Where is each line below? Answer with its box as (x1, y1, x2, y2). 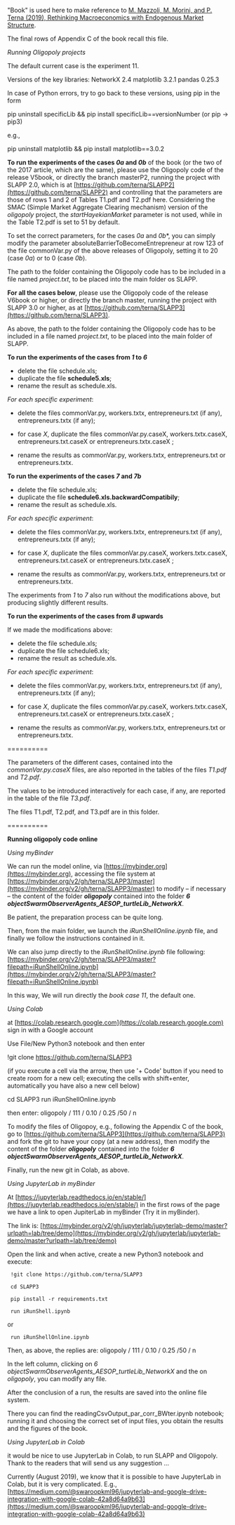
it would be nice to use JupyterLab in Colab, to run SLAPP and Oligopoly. (7, 1451, 218, 1460)
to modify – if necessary (156, 885, 227, 892)
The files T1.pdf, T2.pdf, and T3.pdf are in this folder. (7, 807, 160, 816)
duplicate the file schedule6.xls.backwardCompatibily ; (17, 493, 180, 501)
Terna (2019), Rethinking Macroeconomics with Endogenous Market (7, 13, 204, 22)
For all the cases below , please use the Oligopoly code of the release (7, 289, 208, 297)
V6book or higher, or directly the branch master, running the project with (7, 296, 217, 304)
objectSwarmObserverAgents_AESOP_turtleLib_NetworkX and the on (7, 1367, 208, 1375)
